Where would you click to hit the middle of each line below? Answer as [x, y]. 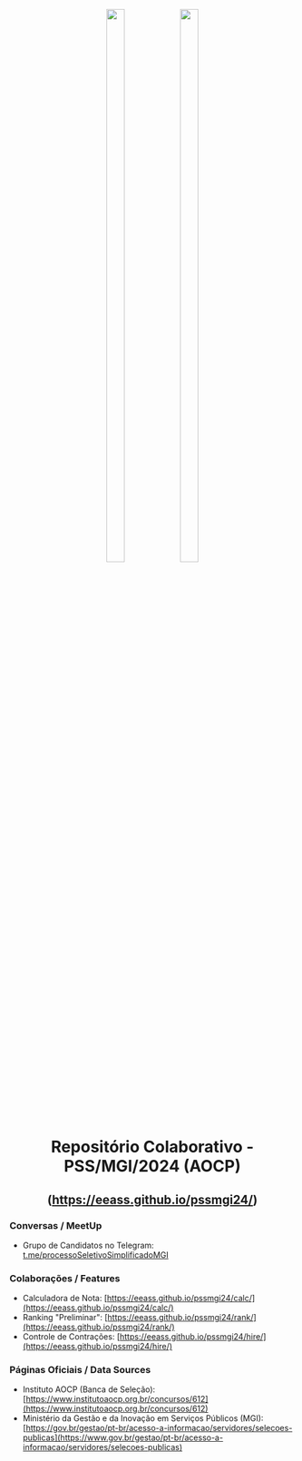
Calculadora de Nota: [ [65, 1299]
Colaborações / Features [65, 1278]
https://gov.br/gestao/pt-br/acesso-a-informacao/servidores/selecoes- [159, 1428]
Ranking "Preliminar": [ [65, 1318]
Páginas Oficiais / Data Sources [80, 1370]
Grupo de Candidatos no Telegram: [88, 1245]
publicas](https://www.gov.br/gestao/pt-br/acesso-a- [123, 1437]
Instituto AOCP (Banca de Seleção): [89, 1389]
